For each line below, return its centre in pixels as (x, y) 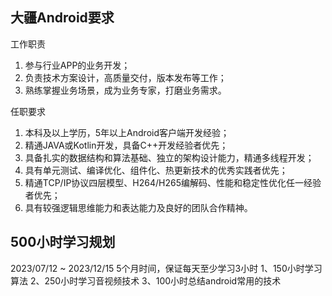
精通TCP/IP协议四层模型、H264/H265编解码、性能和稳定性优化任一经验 (173, 182)
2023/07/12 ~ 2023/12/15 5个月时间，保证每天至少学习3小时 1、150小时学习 (166, 268)
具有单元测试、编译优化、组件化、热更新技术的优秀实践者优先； (156, 170)
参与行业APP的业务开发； (77, 65)
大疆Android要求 (62, 18)
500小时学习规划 (63, 242)
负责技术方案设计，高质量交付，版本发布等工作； (125, 77)
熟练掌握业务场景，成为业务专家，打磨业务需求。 (125, 90)
